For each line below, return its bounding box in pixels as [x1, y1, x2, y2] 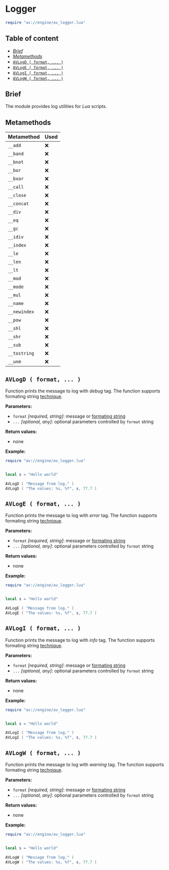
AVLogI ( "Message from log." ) [5, 730, 74, 735]
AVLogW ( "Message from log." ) [5, 855, 74, 860]
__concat [8, 201, 29, 207]
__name [8, 300, 24, 307]
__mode [8, 284, 24, 290]
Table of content [5, 34, 59, 43]
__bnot [8, 159, 24, 165]
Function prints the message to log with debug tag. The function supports [5, 388, 161, 394]
